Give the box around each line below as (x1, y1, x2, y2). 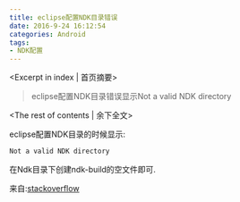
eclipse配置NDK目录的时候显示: (9, 129, 126, 139)
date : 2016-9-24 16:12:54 (9, 21, 106, 30)
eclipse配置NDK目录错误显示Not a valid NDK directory (30, 91, 232, 102)
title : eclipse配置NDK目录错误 (9, 13, 118, 22)
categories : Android (9, 29, 87, 38)
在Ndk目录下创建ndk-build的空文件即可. (9, 164, 157, 174)
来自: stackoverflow (9, 183, 80, 193)
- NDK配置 (9, 46, 43, 55)
